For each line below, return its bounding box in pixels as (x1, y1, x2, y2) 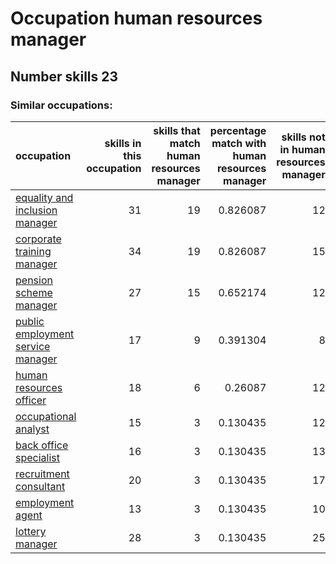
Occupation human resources (10, 7, 263, 30)
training (15, 244, 52, 258)
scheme (15, 285, 53, 299)
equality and (15, 190, 74, 204)
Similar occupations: (10, 98, 113, 112)
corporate (15, 232, 62, 246)
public (15, 314, 45, 328)
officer (15, 393, 47, 407)
